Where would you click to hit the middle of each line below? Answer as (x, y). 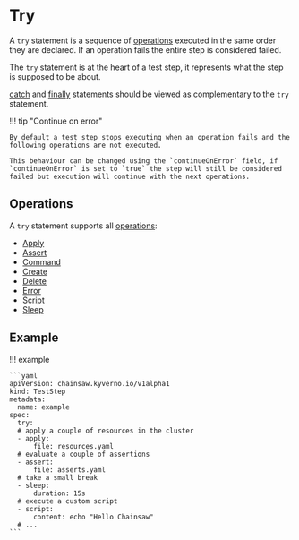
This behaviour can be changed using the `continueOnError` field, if (144, 161)
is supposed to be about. (55, 76)
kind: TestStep (38, 391)
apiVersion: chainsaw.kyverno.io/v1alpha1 (90, 383)
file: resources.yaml (73, 446)
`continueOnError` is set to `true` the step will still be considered (145, 168)
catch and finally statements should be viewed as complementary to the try (149, 94)
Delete (34, 281)
